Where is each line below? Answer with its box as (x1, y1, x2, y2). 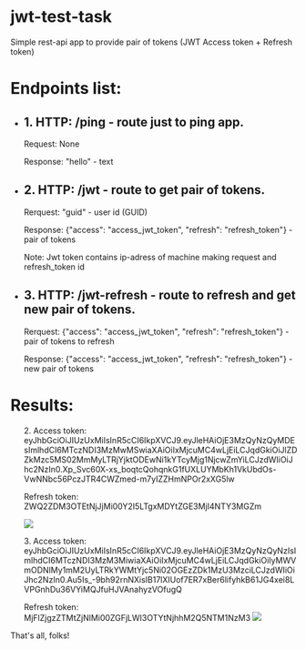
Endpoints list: (10, 78, 122, 99)
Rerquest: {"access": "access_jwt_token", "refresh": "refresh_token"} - (23, 326, 290, 337)
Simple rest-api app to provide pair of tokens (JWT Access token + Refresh (10, 36, 293, 47)
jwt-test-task (10, 6, 113, 27)
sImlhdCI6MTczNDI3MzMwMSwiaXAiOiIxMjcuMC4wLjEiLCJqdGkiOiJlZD (23, 444, 298, 455)
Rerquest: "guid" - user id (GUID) (23, 207, 148, 218)
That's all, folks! (10, 630, 70, 641)
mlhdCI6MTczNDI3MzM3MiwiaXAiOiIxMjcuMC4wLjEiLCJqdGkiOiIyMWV (23, 554, 297, 565)
